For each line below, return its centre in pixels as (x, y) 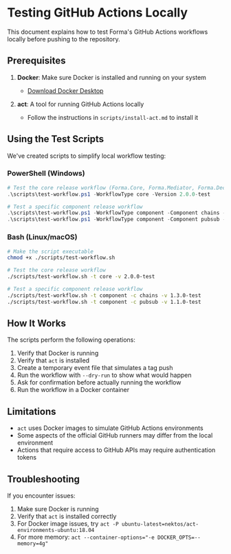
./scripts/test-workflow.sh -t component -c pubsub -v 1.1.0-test (104, 302)
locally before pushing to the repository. (64, 39)
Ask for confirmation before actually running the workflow (99, 382)
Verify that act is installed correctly (67, 516)
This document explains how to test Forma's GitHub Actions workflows (108, 32)
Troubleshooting (44, 479)
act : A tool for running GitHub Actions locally (80, 104)
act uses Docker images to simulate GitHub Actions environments (110, 428)
